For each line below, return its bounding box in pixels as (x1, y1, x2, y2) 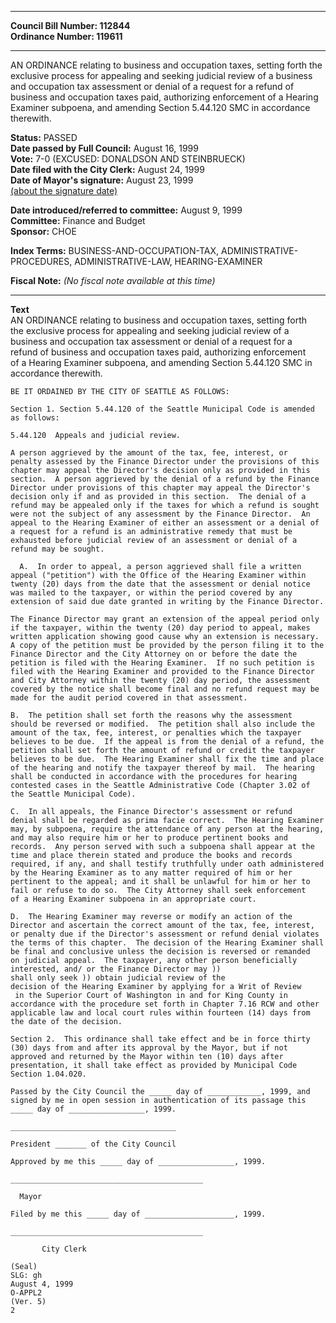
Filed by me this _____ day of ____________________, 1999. (10, 1209, 267, 1219)
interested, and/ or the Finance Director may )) (10, 964, 222, 974)
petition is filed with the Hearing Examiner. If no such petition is (10, 658, 315, 668)
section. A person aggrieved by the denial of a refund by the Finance (10, 474, 320, 484)
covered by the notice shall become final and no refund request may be (10, 684, 320, 694)
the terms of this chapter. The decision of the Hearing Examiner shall (10, 938, 325, 948)
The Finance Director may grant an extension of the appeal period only (10, 614, 320, 624)
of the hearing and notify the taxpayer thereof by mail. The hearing (10, 763, 315, 773)
